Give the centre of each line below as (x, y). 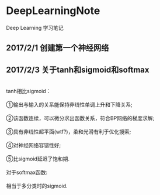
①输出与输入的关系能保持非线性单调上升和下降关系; (69, 105)
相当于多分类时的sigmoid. (37, 186)
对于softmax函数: (27, 172)
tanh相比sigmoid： (29, 91)
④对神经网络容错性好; (34, 145)
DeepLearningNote (53, 11)
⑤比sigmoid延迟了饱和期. (38, 159)
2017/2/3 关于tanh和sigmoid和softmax (78, 69)
